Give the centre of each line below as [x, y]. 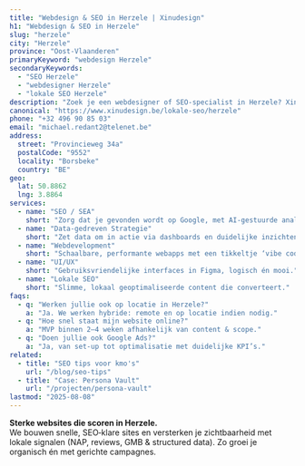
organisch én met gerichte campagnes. [83, 451]
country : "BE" [44, 170]
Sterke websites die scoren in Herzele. [84, 423]
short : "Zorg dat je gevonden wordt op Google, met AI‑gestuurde [152, 220]
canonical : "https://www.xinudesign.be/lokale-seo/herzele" [126, 111]
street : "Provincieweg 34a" [71, 144]
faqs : [20, 296]
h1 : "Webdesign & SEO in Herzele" [75, 26]
